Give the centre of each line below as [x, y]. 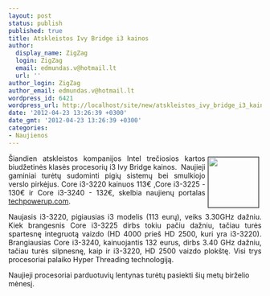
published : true [35, 31]
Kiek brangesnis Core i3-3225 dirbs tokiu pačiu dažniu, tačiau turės [135, 225]
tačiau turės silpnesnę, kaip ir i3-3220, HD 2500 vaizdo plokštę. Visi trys [135, 251]
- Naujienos [28, 135]
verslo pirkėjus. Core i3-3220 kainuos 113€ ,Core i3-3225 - [107, 184]
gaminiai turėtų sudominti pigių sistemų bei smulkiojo [107, 175]
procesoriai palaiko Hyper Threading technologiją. [91, 259]
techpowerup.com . [39, 201]
